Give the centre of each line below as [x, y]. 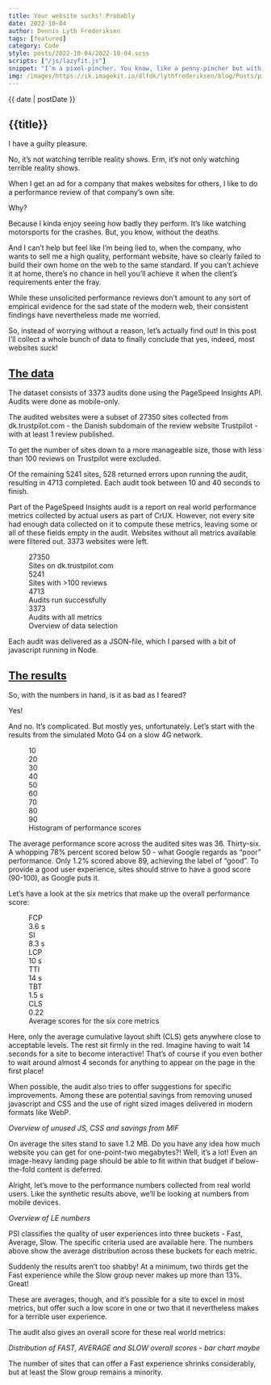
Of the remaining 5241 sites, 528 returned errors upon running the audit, [128, 475]
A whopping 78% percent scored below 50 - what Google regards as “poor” [135, 852]
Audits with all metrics [65, 617]
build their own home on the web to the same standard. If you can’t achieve [134, 265]
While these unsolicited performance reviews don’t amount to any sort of [130, 298]
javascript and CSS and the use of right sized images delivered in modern [131, 1104]
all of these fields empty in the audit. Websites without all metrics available [132, 533]
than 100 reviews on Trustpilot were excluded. [85, 458]
